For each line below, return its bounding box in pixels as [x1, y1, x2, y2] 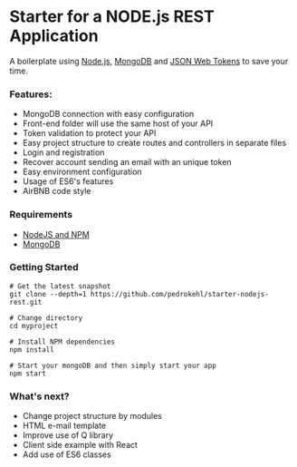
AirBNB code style [22, 186, 92, 197]
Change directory [17, 313, 83, 323]
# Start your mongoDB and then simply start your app [9, 361, 217, 370]
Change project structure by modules [22, 411, 163, 422]
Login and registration [22, 147, 105, 158]
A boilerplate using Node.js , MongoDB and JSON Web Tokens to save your [9, 55, 289, 66]
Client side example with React [22, 440, 139, 451]
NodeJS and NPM [22, 229, 91, 239]
